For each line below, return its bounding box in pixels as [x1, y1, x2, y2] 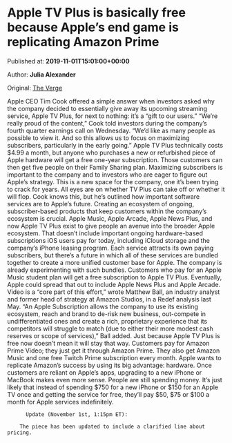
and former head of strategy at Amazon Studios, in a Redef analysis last [7, 295, 212, 303]
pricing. [7, 429, 32, 436]
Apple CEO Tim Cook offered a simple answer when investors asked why [7, 97, 215, 105]
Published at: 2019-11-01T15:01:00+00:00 [7, 57, 130, 65]
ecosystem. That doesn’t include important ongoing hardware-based [7, 229, 204, 237]
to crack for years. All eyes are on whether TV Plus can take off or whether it [7, 185, 225, 193]
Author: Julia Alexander [7, 70, 76, 79]
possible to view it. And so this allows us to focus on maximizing [7, 133, 190, 142]
